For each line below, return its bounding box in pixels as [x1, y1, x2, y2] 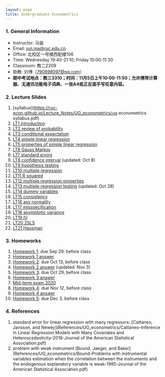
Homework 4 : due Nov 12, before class [12, 285, 92, 291]
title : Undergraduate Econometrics [5, 12, 79, 17]
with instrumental [111, 350, 147, 356]
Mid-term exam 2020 [12, 280, 56, 286]
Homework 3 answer [12, 275, 55, 281]
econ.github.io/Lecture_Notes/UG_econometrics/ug [12, 110, 117, 116]
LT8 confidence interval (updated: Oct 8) [12, 157, 95, 163]
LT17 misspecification [12, 204, 56, 210]
